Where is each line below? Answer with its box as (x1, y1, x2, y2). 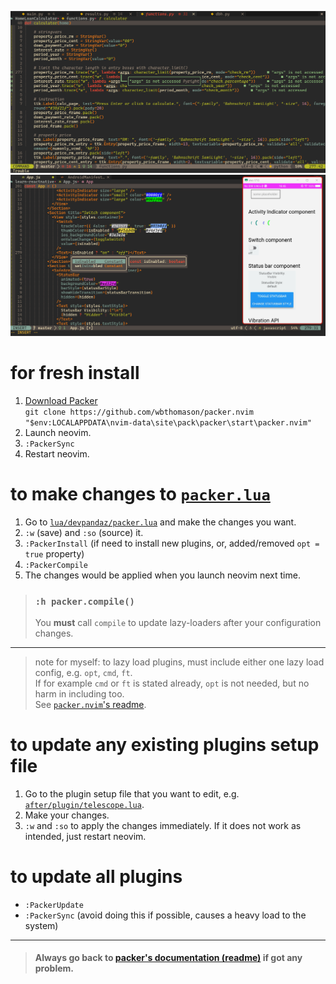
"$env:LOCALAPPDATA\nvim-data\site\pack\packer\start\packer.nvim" (24, 417, 312, 428)
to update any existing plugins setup (10, 734, 320, 756)
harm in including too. (34, 687, 125, 700)
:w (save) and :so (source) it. (24, 526, 144, 538)
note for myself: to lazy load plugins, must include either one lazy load (34, 656, 325, 668)
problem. (34, 962, 74, 975)
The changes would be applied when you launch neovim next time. (24, 569, 301, 581)
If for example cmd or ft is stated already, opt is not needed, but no (34, 677, 310, 689)
